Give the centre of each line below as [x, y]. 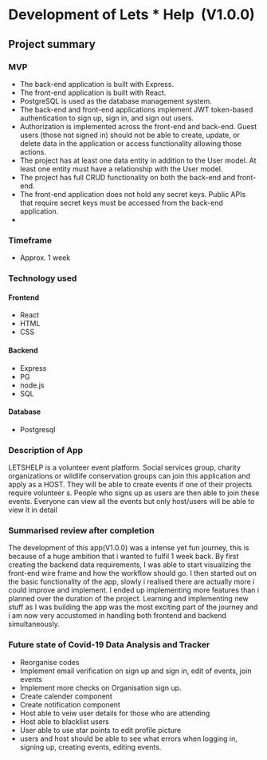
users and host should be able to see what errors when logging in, [128, 738]
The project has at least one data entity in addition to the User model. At [138, 160]
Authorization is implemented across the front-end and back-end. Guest [138, 126]
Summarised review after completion [81, 530]
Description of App [46, 450]
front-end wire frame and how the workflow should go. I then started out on [133, 573]
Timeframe [30, 240]
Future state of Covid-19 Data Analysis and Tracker [109, 645]
